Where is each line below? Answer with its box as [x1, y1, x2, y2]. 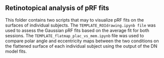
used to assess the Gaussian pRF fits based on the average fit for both [5, 27, 150, 33]
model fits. [5, 48, 27, 54]
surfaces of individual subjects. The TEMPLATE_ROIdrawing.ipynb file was [5, 22, 156, 28]
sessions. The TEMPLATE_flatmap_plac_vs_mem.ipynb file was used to [5, 32, 144, 38]
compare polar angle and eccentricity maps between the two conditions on [5, 38, 159, 44]
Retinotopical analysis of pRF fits [5, 4, 109, 12]
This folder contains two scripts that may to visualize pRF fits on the [5, 17, 144, 23]
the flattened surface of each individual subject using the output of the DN [5, 43, 158, 49]
